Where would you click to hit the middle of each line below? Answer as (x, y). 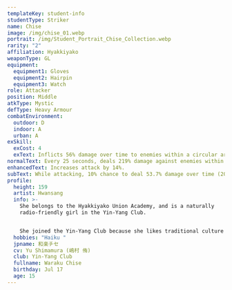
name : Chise (24, 26)
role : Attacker (29, 90)
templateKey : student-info (46, 13)
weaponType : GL (29, 59)
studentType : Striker (38, 20)
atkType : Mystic (30, 104)
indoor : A (27, 129)
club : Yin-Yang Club (43, 257)
